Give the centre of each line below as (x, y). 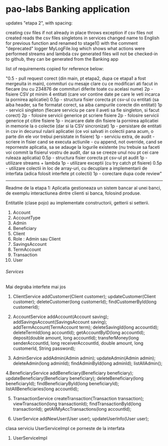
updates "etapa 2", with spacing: (39, 23)
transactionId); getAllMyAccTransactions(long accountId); (72, 409)
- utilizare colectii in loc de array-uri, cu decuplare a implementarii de (77, 168)
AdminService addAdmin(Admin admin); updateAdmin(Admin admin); (84, 358)
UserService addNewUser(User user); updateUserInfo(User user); (81, 419)
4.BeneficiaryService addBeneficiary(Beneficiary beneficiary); (70, 373)
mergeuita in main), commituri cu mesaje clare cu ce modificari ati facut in (82, 84)
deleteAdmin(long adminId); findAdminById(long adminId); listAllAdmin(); (87, 363)
